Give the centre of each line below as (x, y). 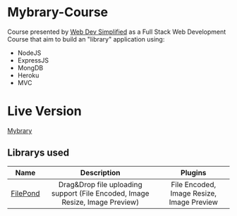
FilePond (25, 193)
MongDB (30, 68)
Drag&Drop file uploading (100, 184)
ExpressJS (33, 60)
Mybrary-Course (57, 12)
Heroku (28, 75)
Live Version (45, 112)
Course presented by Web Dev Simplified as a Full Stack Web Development (117, 32)
